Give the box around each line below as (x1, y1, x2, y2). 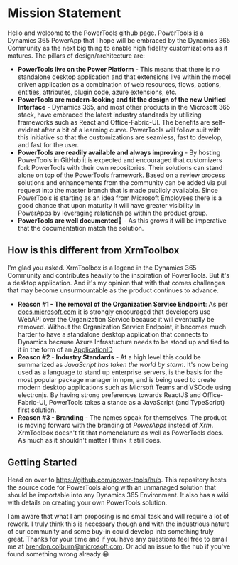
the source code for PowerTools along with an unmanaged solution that (7, 482, 217, 492)
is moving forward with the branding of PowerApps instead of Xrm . (17, 421, 214, 429)
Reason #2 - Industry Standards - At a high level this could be (17, 352, 201, 361)
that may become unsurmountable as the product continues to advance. (7, 286, 219, 295)
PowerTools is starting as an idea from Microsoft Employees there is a (17, 194, 222, 202)
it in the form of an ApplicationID (17, 345, 113, 354)
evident (17, 125, 40, 134)
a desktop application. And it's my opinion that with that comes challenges (7, 278, 225, 287)
